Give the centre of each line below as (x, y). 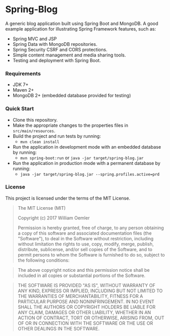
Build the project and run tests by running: (57, 136)
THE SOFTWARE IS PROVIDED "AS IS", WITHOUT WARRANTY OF (87, 285)
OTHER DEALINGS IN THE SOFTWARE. (59, 328)
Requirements (23, 73)
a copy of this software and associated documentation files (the (84, 233)
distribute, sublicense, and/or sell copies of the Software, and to (85, 249)
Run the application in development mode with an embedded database (87, 147)
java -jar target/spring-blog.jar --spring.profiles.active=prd (90, 174)
